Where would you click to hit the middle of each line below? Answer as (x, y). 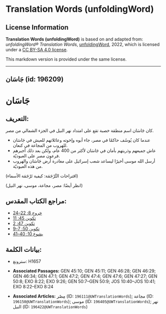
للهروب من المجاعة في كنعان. (40, 145)
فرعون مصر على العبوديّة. (36, 156)
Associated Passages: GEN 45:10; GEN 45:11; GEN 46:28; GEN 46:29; (84, 271)
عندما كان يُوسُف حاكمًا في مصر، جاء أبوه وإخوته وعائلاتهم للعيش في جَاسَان (82, 140)
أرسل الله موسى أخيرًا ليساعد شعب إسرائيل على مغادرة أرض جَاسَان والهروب (84, 161)
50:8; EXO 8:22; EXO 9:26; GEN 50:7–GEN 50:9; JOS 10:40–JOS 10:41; (84, 281)
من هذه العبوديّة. (28, 166)
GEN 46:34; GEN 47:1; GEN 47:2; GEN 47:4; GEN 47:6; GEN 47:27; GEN (85, 276)
